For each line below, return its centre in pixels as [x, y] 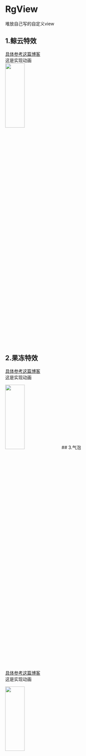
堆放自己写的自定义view [30, 24]
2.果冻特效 [22, 358]
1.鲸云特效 [21, 41]
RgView [22, 9]
